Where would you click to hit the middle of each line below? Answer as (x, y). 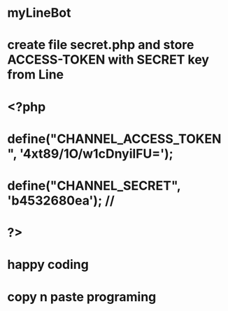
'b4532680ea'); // (61, 200)
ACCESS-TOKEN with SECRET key (108, 60)
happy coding (48, 265)
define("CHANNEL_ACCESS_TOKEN (114, 139)
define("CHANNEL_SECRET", (94, 185)
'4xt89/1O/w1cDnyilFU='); (97, 154)
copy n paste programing (82, 297)
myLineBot (39, 13)
